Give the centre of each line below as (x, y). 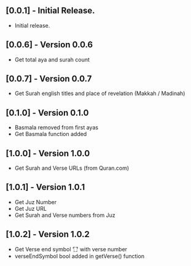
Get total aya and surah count (52, 59)
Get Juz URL (31, 208)
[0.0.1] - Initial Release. (51, 11)
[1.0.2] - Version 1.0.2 (48, 234)
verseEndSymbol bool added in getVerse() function (80, 256)
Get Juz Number (35, 202)
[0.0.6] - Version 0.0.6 (49, 45)
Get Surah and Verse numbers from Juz (65, 215)
